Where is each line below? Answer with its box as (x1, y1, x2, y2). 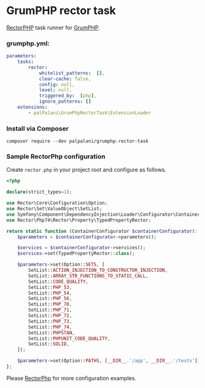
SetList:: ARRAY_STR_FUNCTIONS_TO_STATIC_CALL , (28, 273, 149, 279)
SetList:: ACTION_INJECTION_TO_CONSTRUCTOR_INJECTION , (28, 267, 168, 274)
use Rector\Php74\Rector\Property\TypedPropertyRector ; (6, 217, 151, 223)
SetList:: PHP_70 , (28, 301, 72, 307)
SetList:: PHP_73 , (28, 318, 72, 324)
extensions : (17, 104, 48, 111)
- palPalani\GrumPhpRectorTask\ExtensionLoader (28, 109, 151, 116)
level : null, (38, 87, 72, 93)
